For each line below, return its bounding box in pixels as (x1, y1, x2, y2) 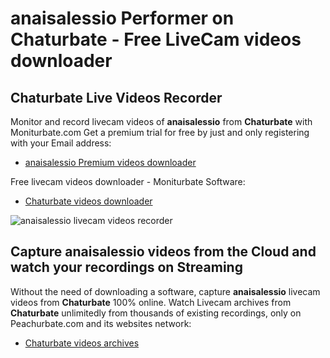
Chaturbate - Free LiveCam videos (10, 28, 302, 51)
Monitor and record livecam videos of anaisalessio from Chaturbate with (10, 116, 313, 127)
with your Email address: (10, 137, 112, 149)
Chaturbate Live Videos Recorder (10, 89, 223, 106)
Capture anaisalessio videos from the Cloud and (10, 243, 317, 261)
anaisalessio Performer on (10, 7, 235, 30)
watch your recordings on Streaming (10, 259, 243, 276)
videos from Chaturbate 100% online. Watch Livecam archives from (10, 296, 292, 308)
